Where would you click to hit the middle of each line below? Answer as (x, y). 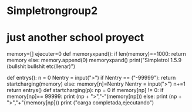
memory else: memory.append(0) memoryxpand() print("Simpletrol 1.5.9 (94, 60)
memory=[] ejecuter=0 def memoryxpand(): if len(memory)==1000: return (97, 54)
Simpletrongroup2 (52, 11)
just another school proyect (75, 38)
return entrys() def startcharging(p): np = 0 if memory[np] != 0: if (85, 90)
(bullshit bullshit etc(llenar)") (41, 66)
